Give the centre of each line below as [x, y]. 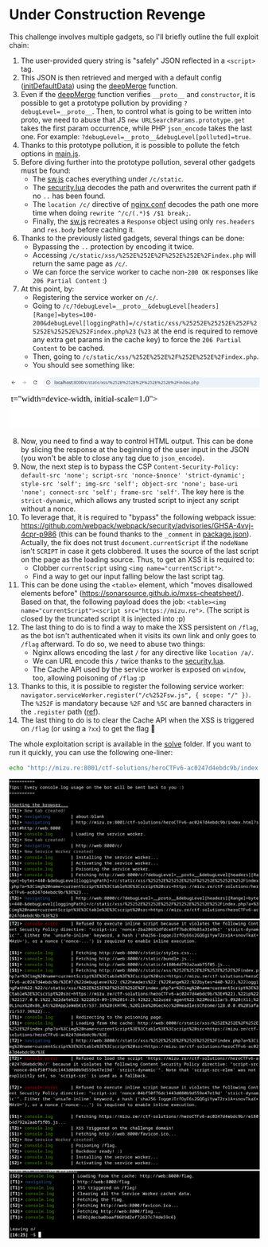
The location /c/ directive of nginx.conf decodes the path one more [146, 204]
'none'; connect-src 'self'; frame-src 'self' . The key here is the [132, 492]
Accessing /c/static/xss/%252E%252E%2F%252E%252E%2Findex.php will [144, 255]
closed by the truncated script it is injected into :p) [103, 618]
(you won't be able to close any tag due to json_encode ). [113, 458]
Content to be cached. [69, 348]
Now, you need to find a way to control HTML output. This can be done [137, 441]
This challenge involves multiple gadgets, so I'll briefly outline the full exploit [134, 37]
